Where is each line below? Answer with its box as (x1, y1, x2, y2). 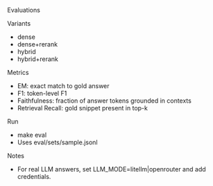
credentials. (17, 173, 51, 180)
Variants (7, 19, 31, 27)
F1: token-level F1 (17, 90, 67, 97)
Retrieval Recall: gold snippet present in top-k (17, 104, 148, 112)
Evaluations (7, 6, 40, 14)
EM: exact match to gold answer (17, 82, 110, 90)
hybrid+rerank (17, 55, 59, 63)
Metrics (7, 69, 29, 76)
